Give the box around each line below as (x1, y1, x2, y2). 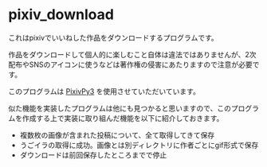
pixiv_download (8, 6, 114, 24)
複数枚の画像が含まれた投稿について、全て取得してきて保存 (19, 130, 215, 140)
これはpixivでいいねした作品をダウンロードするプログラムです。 (8, 33, 219, 42)
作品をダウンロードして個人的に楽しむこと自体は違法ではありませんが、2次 (8, 49, 257, 59)
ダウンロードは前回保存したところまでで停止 (19, 150, 167, 160)
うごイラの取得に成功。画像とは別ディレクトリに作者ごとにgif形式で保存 (19, 140, 259, 150)
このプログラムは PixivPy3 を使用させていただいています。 (8, 86, 201, 96)
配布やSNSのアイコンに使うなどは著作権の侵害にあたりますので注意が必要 (8, 60, 253, 69)
